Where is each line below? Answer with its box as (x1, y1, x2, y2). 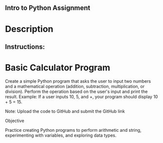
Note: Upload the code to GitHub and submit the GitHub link (5, 108, 125, 114)
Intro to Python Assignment (5, 4, 91, 12)
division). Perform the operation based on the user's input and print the (5, 89, 148, 94)
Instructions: (5, 42, 45, 51)
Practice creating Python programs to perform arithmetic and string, (5, 127, 142, 133)
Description (5, 23, 54, 35)
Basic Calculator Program (5, 62, 110, 73)
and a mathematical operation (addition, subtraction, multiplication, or (5, 83, 145, 89)
